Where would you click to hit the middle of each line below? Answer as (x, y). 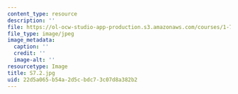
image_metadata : (31, 40)
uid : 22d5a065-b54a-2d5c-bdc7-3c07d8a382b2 (73, 80)
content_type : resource (42, 14)
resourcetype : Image (38, 66)
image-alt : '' (34, 60)
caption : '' (32, 47)
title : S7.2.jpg (31, 73)
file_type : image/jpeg (41, 34)
